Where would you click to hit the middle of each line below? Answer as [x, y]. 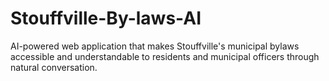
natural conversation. [54, 67]
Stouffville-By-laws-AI [106, 18]
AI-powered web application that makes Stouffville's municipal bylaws [155, 46]
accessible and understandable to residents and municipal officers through [165, 56]
